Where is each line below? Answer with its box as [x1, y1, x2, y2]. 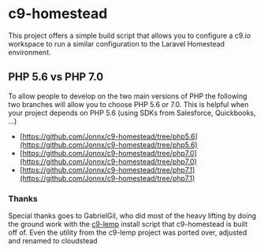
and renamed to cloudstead [8, 236, 98, 246]
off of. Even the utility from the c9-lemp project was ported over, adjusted [8, 228, 247, 237]
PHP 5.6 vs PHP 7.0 [8, 70, 104, 83]
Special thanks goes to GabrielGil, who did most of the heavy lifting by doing [8, 211, 257, 220]
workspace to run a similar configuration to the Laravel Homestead [8, 39, 225, 48]
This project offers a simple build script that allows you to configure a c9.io [8, 31, 251, 40]
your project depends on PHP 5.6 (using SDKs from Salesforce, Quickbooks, [8, 108, 256, 117]
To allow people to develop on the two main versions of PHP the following [8, 91, 247, 101]
